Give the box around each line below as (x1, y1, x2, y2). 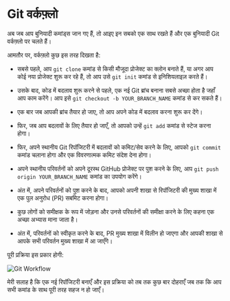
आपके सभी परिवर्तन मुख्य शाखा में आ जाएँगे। (16, 237, 113, 245)
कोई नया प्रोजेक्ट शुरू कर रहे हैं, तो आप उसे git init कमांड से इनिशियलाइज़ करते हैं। (16, 72, 208, 81)
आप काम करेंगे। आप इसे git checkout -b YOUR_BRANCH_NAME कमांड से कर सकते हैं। (16, 94, 222, 102)
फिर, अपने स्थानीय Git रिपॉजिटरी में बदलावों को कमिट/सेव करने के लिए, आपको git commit (16, 143, 222, 151)
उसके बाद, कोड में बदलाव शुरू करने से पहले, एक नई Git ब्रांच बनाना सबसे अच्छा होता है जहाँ (16, 86, 216, 94)
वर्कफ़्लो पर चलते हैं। (7, 37, 51, 45)
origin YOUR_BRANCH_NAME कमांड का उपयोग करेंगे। (16, 172, 142, 180)
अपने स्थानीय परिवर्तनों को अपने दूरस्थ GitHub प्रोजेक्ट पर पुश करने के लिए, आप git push (16, 165, 219, 173)
